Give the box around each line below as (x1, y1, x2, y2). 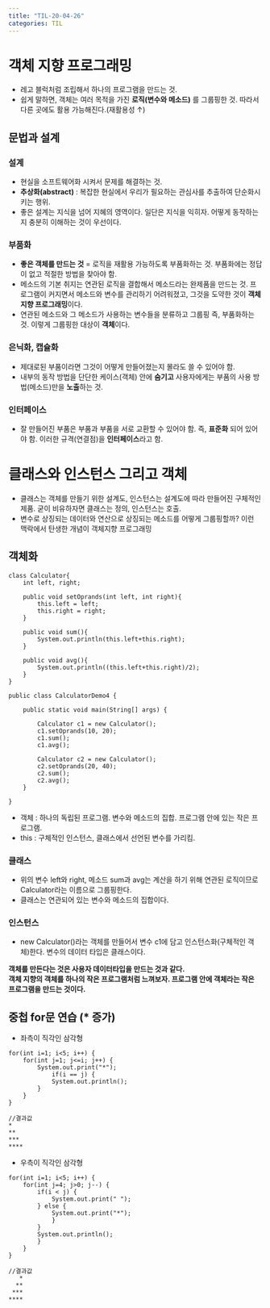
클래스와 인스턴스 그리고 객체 (8, 466, 188, 484)
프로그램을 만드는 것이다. (8, 984, 86, 994)
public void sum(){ (23, 628, 89, 636)
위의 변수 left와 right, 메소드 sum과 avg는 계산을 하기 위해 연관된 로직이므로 (19, 875, 259, 884)
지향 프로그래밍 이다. (19, 299, 83, 309)
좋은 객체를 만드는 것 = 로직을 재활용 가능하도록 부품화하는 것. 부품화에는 (19, 259, 247, 269)
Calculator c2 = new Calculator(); (37, 755, 157, 763)
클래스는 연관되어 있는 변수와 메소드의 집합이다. (19, 895, 169, 905)
